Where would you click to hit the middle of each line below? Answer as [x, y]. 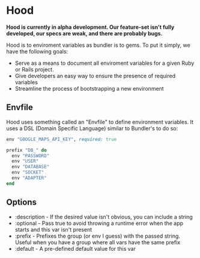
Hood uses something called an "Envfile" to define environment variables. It [100, 122]
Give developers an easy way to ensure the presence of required [95, 76]
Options [22, 202]
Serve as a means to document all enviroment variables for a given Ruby [105, 63]
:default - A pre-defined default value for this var [75, 248]
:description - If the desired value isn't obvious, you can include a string [104, 217]
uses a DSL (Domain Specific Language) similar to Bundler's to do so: [92, 128]
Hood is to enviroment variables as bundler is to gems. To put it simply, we [98, 45]
